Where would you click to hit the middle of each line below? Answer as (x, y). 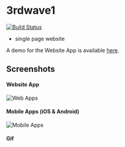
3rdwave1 (31, 10)
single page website (40, 38)
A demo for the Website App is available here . (63, 50)
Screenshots (31, 69)
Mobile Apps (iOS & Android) (43, 112)
